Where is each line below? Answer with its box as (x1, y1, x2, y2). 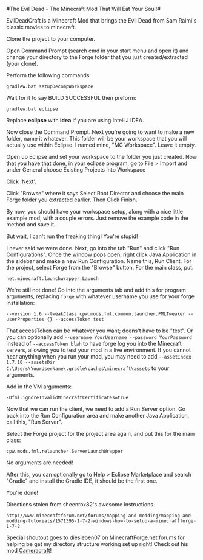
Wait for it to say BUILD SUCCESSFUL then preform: (6, 94, 136, 101)
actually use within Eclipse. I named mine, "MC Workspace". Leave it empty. (6, 141, 196, 149)
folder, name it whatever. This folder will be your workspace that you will (6, 135, 187, 142)
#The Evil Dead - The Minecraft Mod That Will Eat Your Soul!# (6, 5, 161, 12)
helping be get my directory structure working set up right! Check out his (6, 541, 188, 547)
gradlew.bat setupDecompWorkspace (6, 83, 94, 89)
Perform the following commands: (6, 72, 92, 79)
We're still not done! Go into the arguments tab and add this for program (6, 286, 186, 293)
